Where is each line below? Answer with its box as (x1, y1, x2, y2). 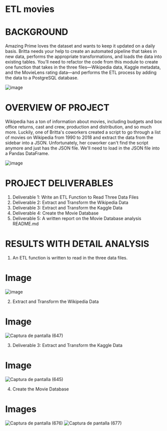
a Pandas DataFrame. (5, 150, 49, 156)
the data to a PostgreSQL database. (5, 75, 78, 81)
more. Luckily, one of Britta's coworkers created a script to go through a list (5, 129, 161, 135)
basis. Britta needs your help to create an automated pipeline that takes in (5, 48, 157, 54)
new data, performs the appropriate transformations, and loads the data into (5, 53, 162, 59)
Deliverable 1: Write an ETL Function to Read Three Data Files (12, 194, 139, 200)
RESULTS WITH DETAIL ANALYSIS (5, 238, 149, 249)
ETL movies (5, 3, 55, 15)
